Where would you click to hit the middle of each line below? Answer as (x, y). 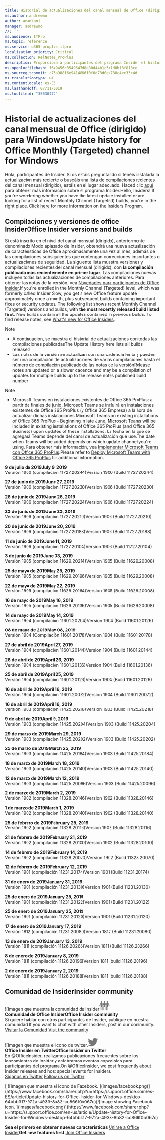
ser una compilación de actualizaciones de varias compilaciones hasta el (86, 360)
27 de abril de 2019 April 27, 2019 (39, 645)
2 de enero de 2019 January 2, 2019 (42, 971)
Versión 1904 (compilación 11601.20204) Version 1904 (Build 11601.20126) (79, 621)
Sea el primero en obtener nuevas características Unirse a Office (72, 1127)
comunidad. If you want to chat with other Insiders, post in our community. (80, 1025)
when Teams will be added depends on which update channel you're (82, 442)
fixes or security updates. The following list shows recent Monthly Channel (81, 304)
